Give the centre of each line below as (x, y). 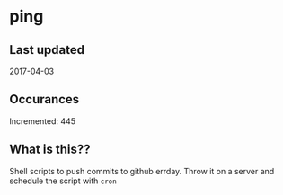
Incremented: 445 (43, 121)
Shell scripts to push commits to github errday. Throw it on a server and (142, 171)
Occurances (44, 99)
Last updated (47, 50)
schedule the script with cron (63, 181)
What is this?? (50, 150)
